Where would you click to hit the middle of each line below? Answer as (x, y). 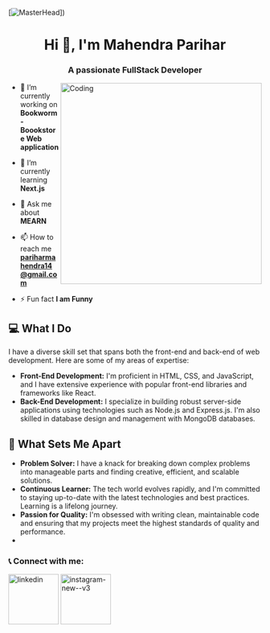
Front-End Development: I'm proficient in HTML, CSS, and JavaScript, (137, 376)
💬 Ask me (36, 204)
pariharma (38, 257)
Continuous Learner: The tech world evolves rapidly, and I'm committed (140, 489)
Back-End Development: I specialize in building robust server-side (131, 401)
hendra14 (36, 266)
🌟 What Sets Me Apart (65, 444)
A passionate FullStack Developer (135, 70)
